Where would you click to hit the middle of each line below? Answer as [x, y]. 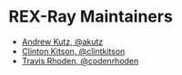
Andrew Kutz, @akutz [62, 42]
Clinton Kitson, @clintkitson [73, 51]
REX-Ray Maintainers [91, 17]
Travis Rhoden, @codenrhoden [80, 61]
